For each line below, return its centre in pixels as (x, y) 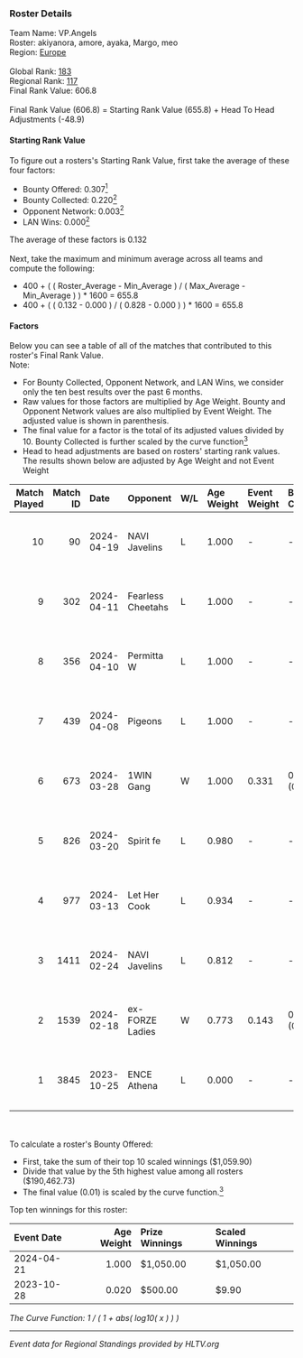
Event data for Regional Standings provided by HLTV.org (115, 1344)
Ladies (142, 1031)
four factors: (32, 170)
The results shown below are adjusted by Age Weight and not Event (148, 460)
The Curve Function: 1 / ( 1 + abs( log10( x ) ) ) (94, 1317)
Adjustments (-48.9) (47, 119)
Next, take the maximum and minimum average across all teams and (136, 259)
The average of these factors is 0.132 (78, 240)
